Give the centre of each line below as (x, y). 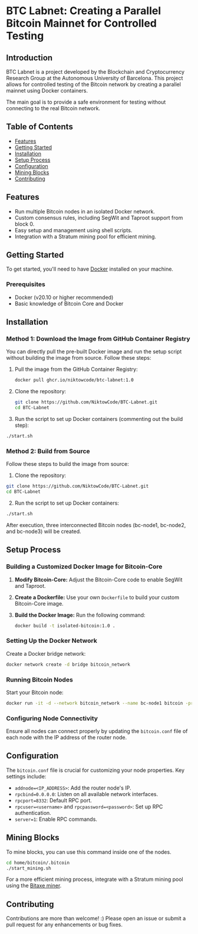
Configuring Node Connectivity (52, 718)
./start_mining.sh (29, 868)
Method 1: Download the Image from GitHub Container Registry (98, 339)
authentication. (33, 813)
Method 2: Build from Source (48, 451)
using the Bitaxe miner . (34, 886)
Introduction (29, 57)
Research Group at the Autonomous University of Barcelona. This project (95, 78)
